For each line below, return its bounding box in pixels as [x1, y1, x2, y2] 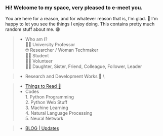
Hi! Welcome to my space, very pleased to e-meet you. [5, 4, 143, 11]
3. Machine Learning [25, 105, 68, 111]
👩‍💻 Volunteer [25, 58, 53, 64]
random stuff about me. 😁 [5, 26, 61, 32]
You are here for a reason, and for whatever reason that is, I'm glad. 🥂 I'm [5, 16, 158, 22]
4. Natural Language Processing [25, 110, 93, 116]
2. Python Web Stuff [25, 99, 67, 106]
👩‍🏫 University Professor [25, 42, 75, 48]
